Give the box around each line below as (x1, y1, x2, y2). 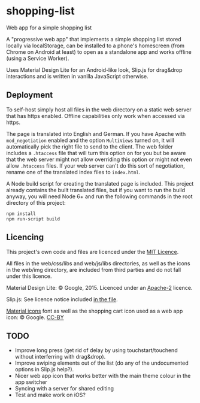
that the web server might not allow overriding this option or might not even (6, 156, 193, 163)
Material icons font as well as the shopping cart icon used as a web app (6, 307, 183, 314)
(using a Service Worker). (6, 54, 69, 62)
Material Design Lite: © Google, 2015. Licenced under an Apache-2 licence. (6, 284, 193, 291)
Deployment (6, 90, 53, 100)
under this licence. (6, 272, 52, 280)
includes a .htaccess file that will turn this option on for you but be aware (6, 149, 186, 156)
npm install (6, 211, 36, 217)
